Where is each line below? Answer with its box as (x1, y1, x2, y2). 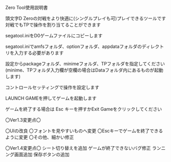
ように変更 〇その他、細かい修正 (5, 134, 74, 140)
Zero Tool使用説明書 (5, 5, 48, 10)
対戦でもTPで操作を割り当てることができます (5, 22, 101, 28)
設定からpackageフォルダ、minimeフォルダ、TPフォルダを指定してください (5, 61, 165, 66)
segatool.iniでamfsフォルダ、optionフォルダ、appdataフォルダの (5, 43, 142, 50)
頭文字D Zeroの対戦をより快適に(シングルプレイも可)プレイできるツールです (5, 15, 166, 21)
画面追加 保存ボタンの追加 (14, 151, 70, 157)
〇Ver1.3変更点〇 (5, 117, 41, 123)
